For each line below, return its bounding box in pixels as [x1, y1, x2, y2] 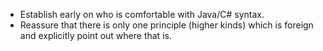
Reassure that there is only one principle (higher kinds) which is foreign [19, 19, 314, 31]
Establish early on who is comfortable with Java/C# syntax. [19, 9, 265, 20]
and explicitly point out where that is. [19, 30, 172, 41]
